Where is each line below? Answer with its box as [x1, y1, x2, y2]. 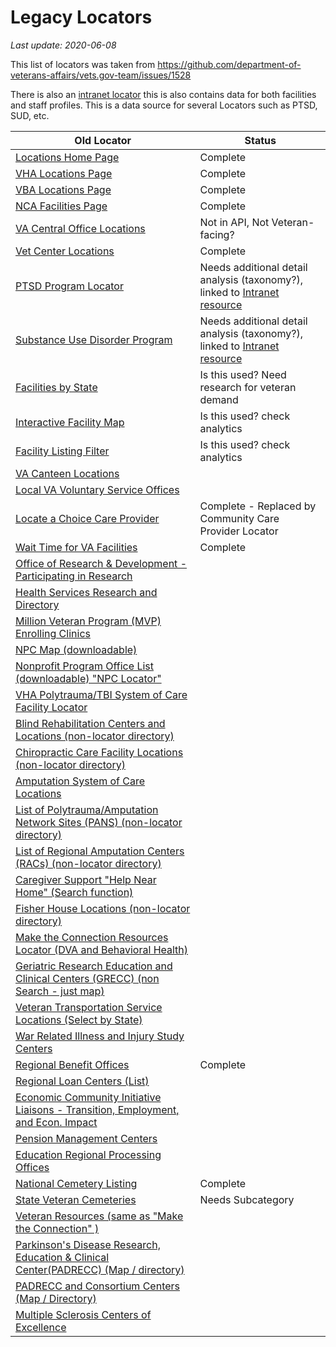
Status [244, 133, 277, 147]
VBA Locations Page [15, 182, 112, 196]
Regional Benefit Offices [15, 1057, 130, 1071]
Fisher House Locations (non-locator [15, 901, 191, 915]
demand [199, 392, 239, 406]
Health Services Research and [15, 585, 158, 599]
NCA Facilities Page [15, 199, 108, 213]
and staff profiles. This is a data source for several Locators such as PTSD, [10, 99, 318, 111]
